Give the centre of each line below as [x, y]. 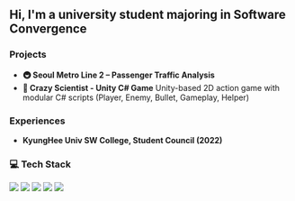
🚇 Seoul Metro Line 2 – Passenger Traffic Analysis [119, 75]
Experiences [37, 121]
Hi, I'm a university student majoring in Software [147, 15]
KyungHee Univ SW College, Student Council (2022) [122, 140]
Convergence [48, 29]
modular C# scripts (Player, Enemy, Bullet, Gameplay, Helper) [136, 97]
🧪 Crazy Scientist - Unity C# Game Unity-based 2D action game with [151, 87]
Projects [28, 55]
